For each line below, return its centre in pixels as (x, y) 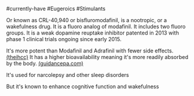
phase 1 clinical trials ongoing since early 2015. (64, 39)
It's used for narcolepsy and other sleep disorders (68, 75)
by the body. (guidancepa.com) (45, 63)
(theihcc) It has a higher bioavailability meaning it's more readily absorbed (97, 57)
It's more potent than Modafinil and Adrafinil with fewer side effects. (90, 51)
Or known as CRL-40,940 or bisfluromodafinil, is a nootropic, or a (87, 20)
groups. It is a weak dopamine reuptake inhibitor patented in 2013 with (93, 33)
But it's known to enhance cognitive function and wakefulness (83, 86)
